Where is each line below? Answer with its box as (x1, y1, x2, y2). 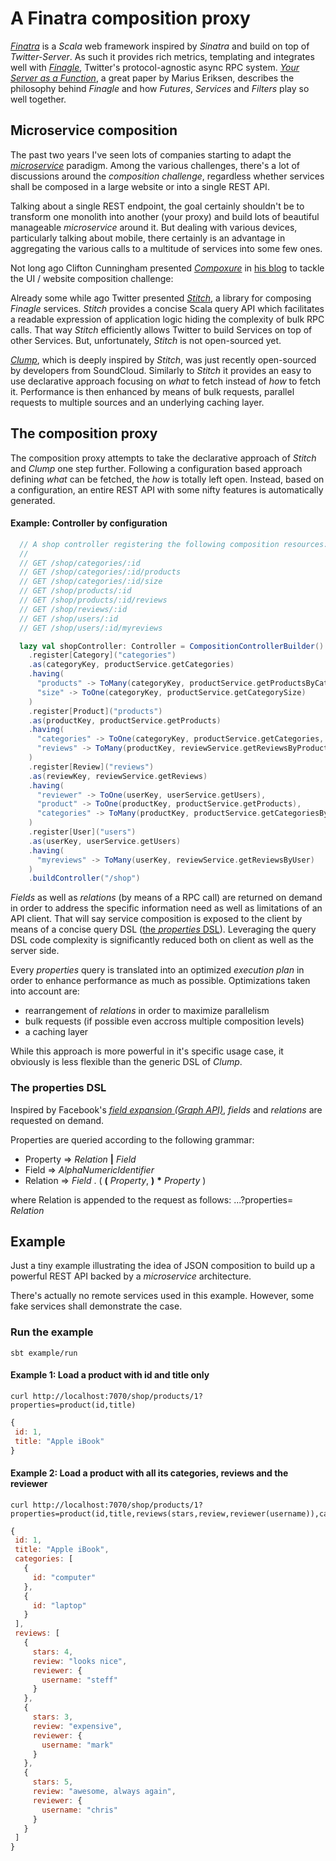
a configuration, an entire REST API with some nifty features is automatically (10, 483, 324, 496)
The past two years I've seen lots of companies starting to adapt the (10, 148, 292, 161)
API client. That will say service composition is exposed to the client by (10, 913, 303, 925)
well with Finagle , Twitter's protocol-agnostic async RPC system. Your (10, 61, 300, 73)
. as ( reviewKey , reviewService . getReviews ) (28, 771, 208, 781)
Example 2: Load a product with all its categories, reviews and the (10, 1467, 289, 1479)
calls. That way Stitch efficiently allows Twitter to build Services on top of (10, 323, 313, 336)
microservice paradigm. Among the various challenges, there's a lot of (10, 159, 301, 171)
